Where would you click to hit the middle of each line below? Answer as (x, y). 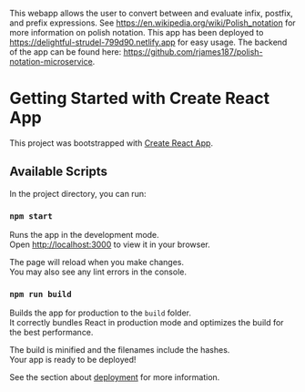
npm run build (41, 294)
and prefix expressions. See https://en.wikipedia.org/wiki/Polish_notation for (152, 23)
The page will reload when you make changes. (97, 263)
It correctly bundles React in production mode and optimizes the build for (147, 323)
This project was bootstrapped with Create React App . (112, 143)
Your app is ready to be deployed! (73, 360)
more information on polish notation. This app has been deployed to (137, 32)
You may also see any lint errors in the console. (98, 272)
